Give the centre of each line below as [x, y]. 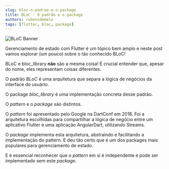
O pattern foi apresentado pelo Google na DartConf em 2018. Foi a [75, 114]
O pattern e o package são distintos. [44, 104]
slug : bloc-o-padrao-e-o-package [41, 10]
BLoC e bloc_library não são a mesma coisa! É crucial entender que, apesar [85, 64]
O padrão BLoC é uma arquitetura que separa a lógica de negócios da [79, 79]
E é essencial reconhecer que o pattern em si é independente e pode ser [82, 155]
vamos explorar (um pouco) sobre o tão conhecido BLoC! [65, 54]
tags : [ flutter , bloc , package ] [39, 24]
